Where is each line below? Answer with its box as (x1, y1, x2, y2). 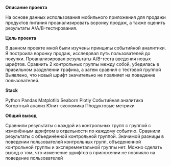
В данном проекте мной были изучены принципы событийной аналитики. (5, 45, 166, 51)
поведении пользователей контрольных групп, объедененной (5, 139, 141, 145)
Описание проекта (5, 5, 47, 10)
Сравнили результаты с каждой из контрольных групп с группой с (5, 123, 151, 128)
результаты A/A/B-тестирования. (5, 25, 78, 31)
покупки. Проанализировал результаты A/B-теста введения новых (5, 56, 152, 62)
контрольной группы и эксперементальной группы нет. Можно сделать (5, 144, 162, 150)
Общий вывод (5, 112, 37, 118)
